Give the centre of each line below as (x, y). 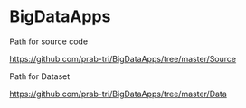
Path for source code (49, 41)
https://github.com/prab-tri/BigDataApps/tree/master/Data (118, 94)
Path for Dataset (40, 76)
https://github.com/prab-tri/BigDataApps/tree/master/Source (123, 58)
